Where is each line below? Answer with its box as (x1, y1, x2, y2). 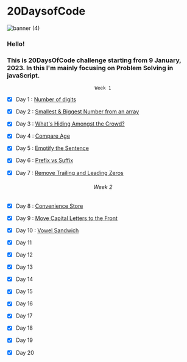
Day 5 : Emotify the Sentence (15, 144, 90, 152)
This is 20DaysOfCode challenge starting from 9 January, (7, 56, 182, 65)
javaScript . (7, 71, 40, 80)
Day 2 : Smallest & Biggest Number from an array (15, 108, 139, 115)
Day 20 (15, 349, 34, 356)
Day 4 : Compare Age (15, 132, 71, 140)
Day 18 (15, 324, 33, 332)
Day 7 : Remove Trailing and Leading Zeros (15, 169, 124, 176)
